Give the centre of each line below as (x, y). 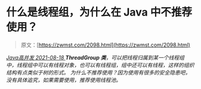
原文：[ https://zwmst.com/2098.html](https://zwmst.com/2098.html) (106, 45)
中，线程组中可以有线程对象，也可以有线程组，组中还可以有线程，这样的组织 (100, 65)
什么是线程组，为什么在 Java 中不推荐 (99, 12)
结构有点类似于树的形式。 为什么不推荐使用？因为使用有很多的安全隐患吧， (98, 72)
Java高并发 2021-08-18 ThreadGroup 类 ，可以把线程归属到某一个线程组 (95, 57)
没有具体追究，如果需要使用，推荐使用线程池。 (64, 80)
